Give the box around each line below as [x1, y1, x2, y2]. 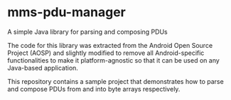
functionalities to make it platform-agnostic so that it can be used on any [7, 56, 220, 64]
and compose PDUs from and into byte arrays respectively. [7, 85, 181, 93]
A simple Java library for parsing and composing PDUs [7, 27, 168, 36]
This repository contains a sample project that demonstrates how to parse [7, 77, 224, 85]
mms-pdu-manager [7, 4, 126, 20]
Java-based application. [7, 63, 78, 72]
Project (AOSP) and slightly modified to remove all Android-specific [7, 49, 205, 57]
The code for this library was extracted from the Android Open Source [7, 41, 213, 49]
